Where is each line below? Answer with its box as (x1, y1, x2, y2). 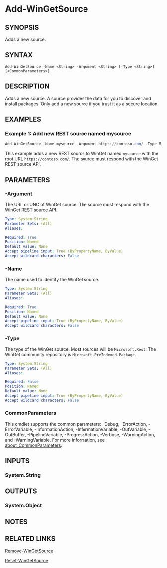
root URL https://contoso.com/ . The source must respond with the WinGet (5, 156, 158, 162)
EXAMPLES (5, 115, 41, 124)
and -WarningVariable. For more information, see (5, 437, 105, 443)
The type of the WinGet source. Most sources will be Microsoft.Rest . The (5, 346, 156, 352)
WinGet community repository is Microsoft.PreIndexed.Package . (5, 352, 136, 358)
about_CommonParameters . (5, 442, 63, 448)
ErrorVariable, (5, 426, 34, 432)
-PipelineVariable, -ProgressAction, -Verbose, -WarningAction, (27, 431, 155, 437)
